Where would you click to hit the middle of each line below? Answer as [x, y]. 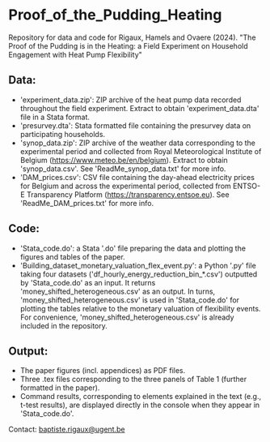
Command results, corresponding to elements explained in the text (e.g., [141, 397]
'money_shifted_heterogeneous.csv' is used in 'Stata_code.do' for [130, 300]
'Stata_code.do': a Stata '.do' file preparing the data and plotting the [133, 248]
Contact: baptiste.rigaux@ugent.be [67, 429]
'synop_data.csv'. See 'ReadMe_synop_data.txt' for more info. [123, 169]
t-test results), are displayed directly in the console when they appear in [140, 405]
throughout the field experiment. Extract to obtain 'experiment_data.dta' [139, 108]
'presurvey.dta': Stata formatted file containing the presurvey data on [135, 125]
